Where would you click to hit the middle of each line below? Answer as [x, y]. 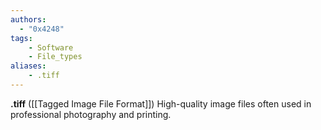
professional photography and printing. [91, 114]
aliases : [28, 66]
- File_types [55, 57]
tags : [21, 38]
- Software [51, 47]
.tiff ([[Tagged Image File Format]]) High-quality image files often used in [161, 103]
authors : [28, 19]
